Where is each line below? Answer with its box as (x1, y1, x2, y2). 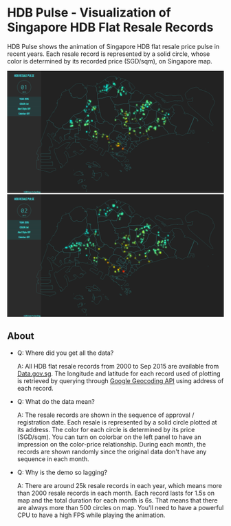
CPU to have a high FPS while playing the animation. (16, 511, 166, 519)
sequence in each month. (16, 454, 89, 463)
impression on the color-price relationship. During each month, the (16, 440, 206, 448)
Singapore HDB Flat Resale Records (7, 19, 214, 35)
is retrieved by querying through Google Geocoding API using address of (16, 376, 224, 384)
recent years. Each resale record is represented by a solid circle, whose (7, 50, 210, 58)
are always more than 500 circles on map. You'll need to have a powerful (16, 503, 224, 512)
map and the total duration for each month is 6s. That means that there (16, 496, 218, 505)
